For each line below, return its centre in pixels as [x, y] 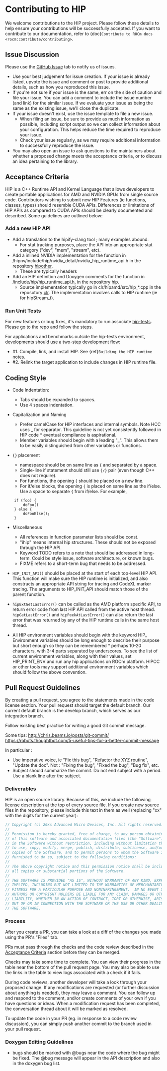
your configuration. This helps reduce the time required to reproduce [90, 129]
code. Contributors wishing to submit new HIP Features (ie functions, [76, 200]
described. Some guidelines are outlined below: [54, 215]
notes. [19, 357]
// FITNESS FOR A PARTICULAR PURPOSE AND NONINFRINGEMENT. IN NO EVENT [82, 890]
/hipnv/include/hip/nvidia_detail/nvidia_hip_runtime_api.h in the [77, 260]
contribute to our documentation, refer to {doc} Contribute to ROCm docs [79, 33]
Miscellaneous [27, 527]
